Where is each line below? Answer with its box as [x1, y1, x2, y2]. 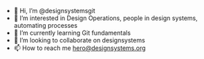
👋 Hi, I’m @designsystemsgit [13, 7, 95, 15]
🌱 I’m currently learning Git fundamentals [13, 28, 131, 37]
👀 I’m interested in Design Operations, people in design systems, [13, 14, 198, 22]
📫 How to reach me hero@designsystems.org [13, 44, 147, 52]
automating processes [13, 22, 78, 29]
